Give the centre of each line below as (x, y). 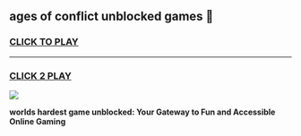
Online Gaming (38, 121)
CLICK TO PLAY (44, 42)
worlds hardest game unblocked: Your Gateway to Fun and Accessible (142, 112)
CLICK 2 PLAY (40, 75)
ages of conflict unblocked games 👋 (112, 17)
